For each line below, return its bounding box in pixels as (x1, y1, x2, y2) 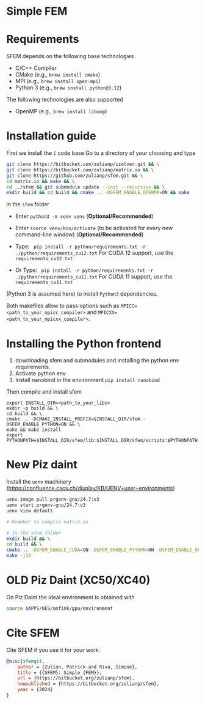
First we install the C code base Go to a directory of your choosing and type (6, 149, 196, 157)
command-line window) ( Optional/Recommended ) (15, 231, 144, 238)
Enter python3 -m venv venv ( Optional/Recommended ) (15, 212, 154, 220)
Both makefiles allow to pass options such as (6, 302, 120, 310)
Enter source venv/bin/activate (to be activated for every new (15, 225, 173, 232)
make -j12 (6, 553, 32, 559)
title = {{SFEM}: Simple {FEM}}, (17, 669, 103, 676)
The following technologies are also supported (6, 96, 123, 103)
